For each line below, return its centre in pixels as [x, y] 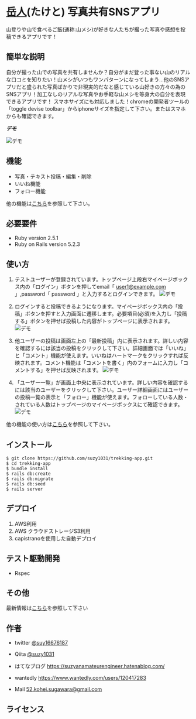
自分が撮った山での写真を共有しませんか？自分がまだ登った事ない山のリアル [98, 72]
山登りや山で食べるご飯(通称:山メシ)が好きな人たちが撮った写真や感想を [93, 29]
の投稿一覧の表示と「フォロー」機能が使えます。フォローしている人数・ [101, 397]
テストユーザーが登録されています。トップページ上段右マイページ [94, 279]
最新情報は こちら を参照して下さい [47, 608]
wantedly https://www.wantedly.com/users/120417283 [80, 678]
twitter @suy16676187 [41, 643]
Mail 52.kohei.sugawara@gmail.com [58, 689]
